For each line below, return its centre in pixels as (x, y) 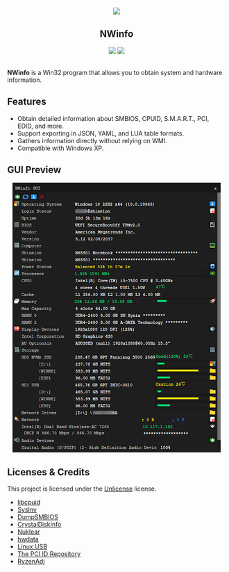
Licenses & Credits (49, 472)
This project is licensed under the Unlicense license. (82, 489)
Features (27, 102)
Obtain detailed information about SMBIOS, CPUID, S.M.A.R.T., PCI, (113, 118)
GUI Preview (34, 170)
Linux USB (32, 547)
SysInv (27, 509)
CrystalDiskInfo (39, 525)
